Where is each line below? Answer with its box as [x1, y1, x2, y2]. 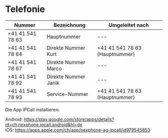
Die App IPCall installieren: [5, 106, 60, 112]
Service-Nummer [46, 90, 88, 97]
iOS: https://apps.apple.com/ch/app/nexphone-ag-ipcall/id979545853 [5, 126, 150, 133]
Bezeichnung [53, 21, 86, 28]
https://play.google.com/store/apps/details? [23, 116, 114, 122]
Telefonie [5, 3, 45, 15]
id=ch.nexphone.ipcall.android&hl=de [5, 121, 82, 127]
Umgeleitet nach [108, 21, 149, 28]
